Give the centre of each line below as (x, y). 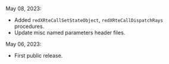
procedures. (29, 26)
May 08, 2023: (24, 9)
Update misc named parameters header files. (70, 33)
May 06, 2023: (24, 44)
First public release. (38, 55)
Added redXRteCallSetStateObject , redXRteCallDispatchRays (88, 20)
